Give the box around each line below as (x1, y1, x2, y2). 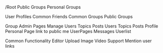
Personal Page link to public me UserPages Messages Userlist (5, 28, 131, 34)
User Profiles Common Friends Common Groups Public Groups (5, 14, 133, 19)
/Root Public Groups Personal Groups (5, 4, 81, 10)
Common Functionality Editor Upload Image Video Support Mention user (5, 38, 152, 44)
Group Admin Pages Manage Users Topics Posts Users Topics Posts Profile (5, 23, 159, 29)
